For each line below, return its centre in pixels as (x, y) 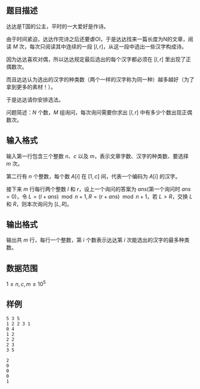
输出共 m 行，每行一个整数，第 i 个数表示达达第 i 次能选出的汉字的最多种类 (98, 240)
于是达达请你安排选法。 (35, 99)
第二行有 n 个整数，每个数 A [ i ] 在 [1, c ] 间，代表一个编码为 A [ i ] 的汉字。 (93, 176)
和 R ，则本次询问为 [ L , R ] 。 (39, 204)
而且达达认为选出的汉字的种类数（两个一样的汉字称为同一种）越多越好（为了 (100, 79)
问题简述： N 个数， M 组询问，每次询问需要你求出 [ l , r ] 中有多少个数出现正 (97, 112)
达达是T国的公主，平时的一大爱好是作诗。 (58, 26)
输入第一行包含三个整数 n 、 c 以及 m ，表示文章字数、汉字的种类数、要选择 (98, 156)
